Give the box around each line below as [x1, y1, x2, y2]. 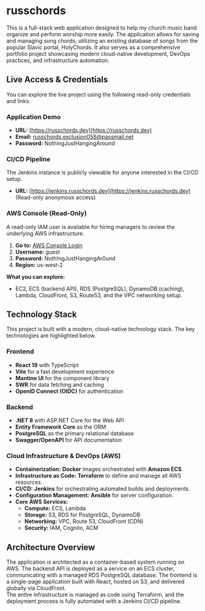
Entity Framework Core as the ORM [15, 423, 106, 430]
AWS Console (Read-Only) [6, 209, 87, 218]
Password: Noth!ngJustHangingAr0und [15, 254, 116, 262]
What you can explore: [6, 273, 65, 280]
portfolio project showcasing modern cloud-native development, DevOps [6, 50, 190, 57]
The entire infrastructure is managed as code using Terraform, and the [6, 591, 185, 599]
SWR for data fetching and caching [15, 381, 104, 388]
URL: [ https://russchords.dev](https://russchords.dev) [15, 126, 152, 134]
